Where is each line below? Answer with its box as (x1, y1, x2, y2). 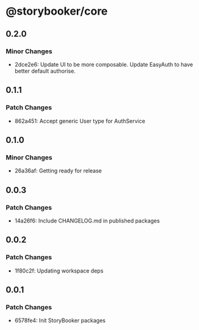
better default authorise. (14, 67, 76, 75)
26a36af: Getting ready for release (14, 167, 102, 175)
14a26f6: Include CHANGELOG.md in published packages (14, 217, 160, 224)
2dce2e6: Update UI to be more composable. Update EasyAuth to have (14, 61, 194, 68)
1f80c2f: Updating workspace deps (14, 267, 104, 274)
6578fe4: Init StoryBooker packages (14, 317, 106, 324)
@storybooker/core (5, 4, 108, 18)
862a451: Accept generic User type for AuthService (14, 117, 146, 125)
